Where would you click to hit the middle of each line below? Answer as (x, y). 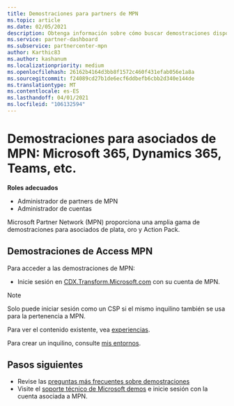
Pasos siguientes (45, 365)
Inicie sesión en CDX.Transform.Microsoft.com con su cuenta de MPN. (119, 281)
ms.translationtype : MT (42, 85)
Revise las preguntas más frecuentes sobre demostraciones (103, 382)
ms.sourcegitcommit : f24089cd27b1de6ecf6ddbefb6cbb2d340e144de (101, 78)
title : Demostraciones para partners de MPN (73, 14)
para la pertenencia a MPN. (46, 316)
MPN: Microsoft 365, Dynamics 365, (114, 154)
